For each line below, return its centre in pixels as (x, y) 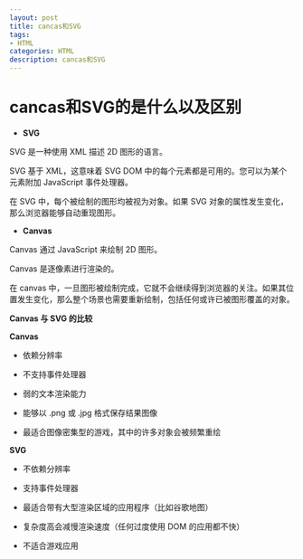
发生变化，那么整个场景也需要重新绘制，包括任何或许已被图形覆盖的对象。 (156, 298)
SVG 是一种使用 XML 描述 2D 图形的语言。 (89, 151)
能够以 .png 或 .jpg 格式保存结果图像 (90, 412)
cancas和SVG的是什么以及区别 (126, 107)
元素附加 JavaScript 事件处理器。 (71, 182)
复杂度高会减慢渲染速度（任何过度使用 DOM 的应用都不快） (133, 526)
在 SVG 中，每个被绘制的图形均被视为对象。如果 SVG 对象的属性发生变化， (149, 201)
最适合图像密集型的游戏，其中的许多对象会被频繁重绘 (122, 431)
